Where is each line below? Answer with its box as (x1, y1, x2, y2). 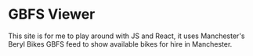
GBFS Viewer (8, 5, 96, 23)
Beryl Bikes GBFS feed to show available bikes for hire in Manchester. (8, 39, 233, 48)
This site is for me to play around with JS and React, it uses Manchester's (8, 31, 245, 40)
